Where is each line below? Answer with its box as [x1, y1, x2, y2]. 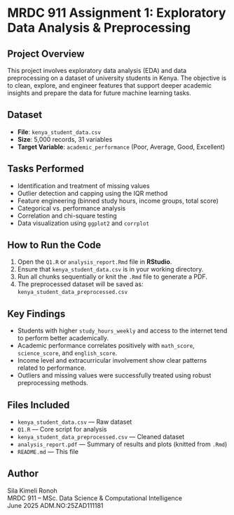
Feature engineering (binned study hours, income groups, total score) [17, 196, 219, 205]
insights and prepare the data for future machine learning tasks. [7, 89, 191, 97]
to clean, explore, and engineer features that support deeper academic [7, 81, 212, 89]
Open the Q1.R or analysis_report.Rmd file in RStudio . [17, 257, 172, 266]
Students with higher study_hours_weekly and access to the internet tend [17, 326, 228, 335]
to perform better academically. [17, 334, 109, 342]
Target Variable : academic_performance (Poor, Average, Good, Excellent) [17, 142, 226, 151]
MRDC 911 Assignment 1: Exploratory [7, 5, 226, 21]
